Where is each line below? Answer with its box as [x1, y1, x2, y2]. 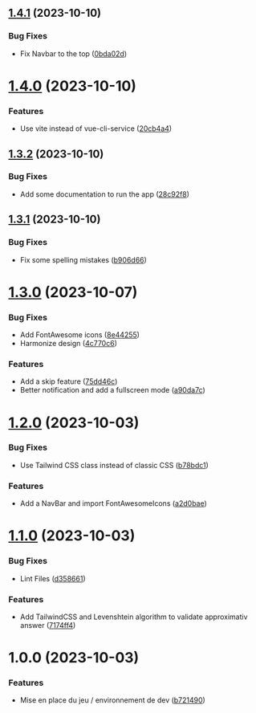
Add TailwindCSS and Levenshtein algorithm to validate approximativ [19, 612, 248, 621]
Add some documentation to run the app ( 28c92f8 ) [19, 189, 190, 199]
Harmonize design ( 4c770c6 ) [19, 339, 118, 348]
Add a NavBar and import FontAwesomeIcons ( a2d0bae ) [19, 499, 207, 508]
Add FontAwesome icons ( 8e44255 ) [19, 330, 140, 340]
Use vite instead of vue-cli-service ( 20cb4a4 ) [19, 124, 173, 133]
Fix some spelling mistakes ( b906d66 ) [19, 255, 147, 264]
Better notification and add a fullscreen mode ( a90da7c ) [19, 385, 206, 395]
